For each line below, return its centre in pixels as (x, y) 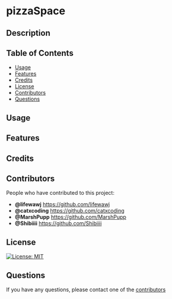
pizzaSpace (36, 11)
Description (28, 33)
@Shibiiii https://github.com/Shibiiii (58, 223)
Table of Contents (40, 53)
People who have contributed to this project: (60, 193)
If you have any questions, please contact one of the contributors (86, 289)
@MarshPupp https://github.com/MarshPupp (70, 217)
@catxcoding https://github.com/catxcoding (69, 211)
